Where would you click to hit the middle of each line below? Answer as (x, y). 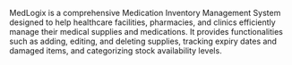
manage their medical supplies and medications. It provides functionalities (146, 32)
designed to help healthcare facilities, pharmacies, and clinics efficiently (142, 22)
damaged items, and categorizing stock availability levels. (116, 51)
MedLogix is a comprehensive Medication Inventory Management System (145, 13)
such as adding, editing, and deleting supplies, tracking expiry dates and (143, 41)
